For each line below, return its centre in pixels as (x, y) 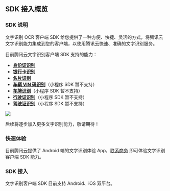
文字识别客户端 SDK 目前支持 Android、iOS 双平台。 (60, 183)
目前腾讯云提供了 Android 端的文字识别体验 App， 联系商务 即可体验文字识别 (85, 150)
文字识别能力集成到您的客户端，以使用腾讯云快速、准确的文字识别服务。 (81, 43)
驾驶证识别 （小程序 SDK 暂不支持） (50, 103)
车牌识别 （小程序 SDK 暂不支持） (48, 90)
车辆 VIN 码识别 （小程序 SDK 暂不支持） (55, 84)
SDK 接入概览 (27, 9)
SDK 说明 (17, 25)
